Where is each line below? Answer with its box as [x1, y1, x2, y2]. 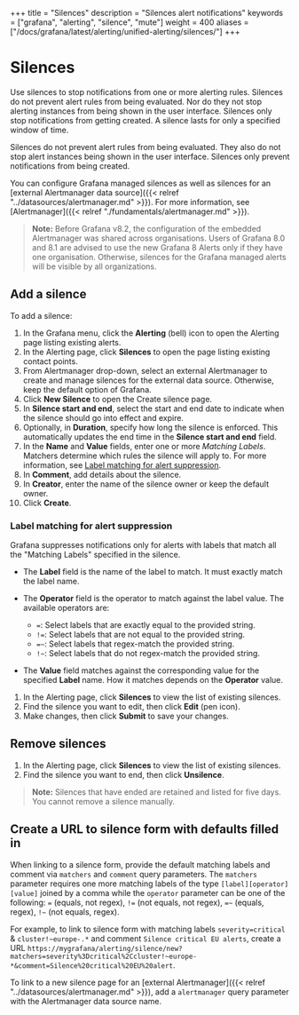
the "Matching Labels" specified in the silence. [10, 550, 181, 560]
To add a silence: [10, 310, 73, 321]
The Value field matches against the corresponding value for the [22, 665, 260, 676]
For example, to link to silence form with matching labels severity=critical [10, 924, 286, 934]
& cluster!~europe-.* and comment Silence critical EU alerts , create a [10, 932, 281, 944]
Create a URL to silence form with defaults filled [10, 821, 279, 837]
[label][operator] [221, 879, 289, 889]
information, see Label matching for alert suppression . [22, 459, 222, 470]
